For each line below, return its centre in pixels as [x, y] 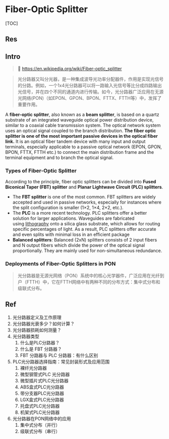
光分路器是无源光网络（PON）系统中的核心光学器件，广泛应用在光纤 [89, 275]
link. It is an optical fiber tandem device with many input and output [75, 142]
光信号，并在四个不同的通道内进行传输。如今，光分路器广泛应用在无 [88, 92]
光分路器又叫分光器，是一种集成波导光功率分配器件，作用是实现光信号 [91, 79]
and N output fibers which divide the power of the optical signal [79, 245]
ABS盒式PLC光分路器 [42, 387]
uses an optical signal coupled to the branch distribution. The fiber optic [81, 131]
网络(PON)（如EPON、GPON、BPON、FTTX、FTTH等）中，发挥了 [92, 98]
